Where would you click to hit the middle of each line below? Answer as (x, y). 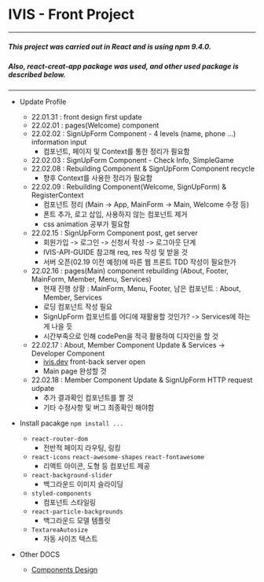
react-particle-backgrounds (77, 512)
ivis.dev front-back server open (94, 362)
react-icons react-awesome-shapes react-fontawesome (118, 458)
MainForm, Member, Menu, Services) (91, 279)
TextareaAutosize (60, 530)
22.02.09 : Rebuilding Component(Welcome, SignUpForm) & (128, 187)
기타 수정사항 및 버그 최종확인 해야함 (99, 407)
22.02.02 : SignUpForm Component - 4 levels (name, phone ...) (134, 134)
